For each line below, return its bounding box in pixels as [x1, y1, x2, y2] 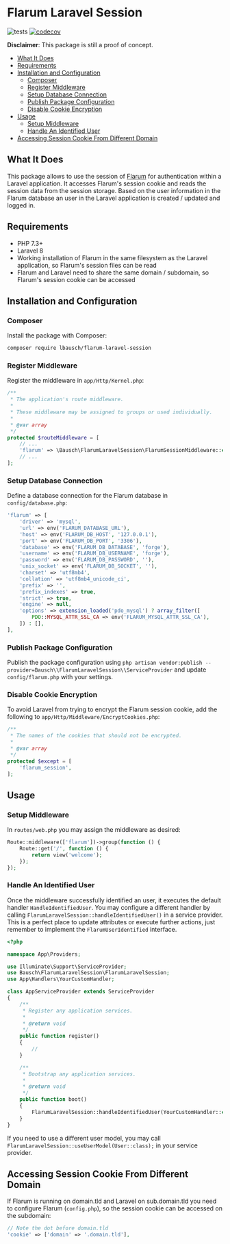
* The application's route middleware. [10, 396, 125, 403]
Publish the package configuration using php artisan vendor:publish [7, 659, 203, 667]
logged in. [7, 201, 36, 210]
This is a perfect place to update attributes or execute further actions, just [7, 917, 216, 926]
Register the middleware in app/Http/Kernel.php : [7, 377, 144, 385]
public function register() [19, 1032, 99, 1040]
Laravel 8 [16, 246, 44, 255]
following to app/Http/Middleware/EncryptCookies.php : [7, 713, 160, 721]
